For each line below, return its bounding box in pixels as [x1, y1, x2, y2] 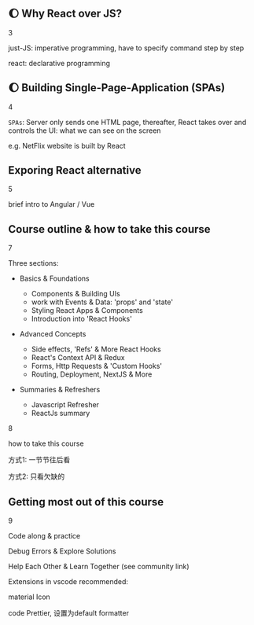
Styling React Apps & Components [31, 306, 143, 315]
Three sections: [8, 259, 59, 268]
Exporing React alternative [8, 164, 142, 177]
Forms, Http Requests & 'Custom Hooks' [31, 362, 163, 371]
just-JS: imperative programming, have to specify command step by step [8, 43, 245, 53]
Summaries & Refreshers [19, 385, 101, 395]
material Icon [8, 592, 51, 601]
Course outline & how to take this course [8, 222, 211, 236]
